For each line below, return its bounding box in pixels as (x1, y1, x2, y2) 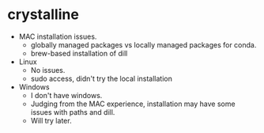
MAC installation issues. (18, 32, 97, 41)
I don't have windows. (30, 90, 103, 100)
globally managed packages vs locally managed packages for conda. (30, 40, 257, 49)
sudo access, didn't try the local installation (30, 74, 173, 83)
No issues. (30, 65, 66, 74)
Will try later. (30, 116, 72, 125)
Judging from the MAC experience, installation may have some (30, 99, 236, 108)
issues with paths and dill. (30, 107, 115, 116)
